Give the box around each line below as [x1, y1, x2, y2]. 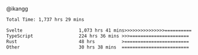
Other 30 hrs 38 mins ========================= [6, 44, 189, 50]
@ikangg [6, 5, 28, 12]
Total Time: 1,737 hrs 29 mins [6, 17, 85, 23]
